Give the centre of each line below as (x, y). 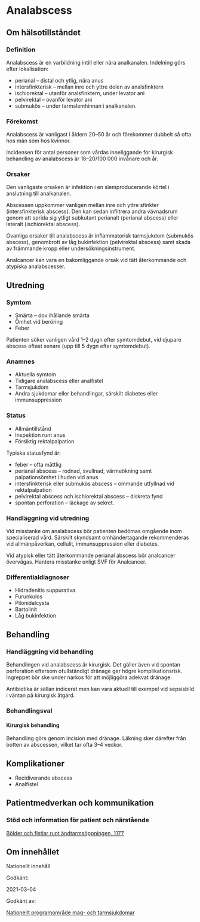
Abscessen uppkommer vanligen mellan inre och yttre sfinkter (83, 205)
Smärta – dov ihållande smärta (52, 315)
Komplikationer (35, 763)
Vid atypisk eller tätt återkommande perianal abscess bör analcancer (91, 556)
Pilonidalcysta (32, 603)
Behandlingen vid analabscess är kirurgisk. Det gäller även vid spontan (93, 665)
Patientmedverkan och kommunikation (80, 803)
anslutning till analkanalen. (39, 194)
